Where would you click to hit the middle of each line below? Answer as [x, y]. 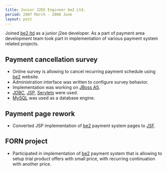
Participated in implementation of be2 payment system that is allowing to [87, 153]
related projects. [22, 44]
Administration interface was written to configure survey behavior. [80, 82]
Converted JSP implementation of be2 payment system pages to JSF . [84, 126]
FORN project [26, 141]
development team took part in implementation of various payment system [82, 38]
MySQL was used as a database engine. [54, 98]
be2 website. [26, 77]
